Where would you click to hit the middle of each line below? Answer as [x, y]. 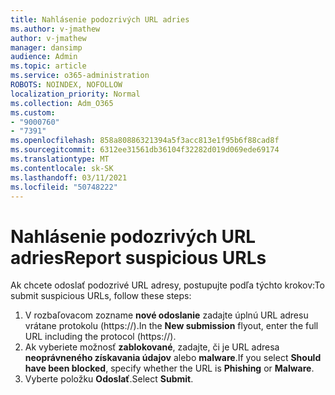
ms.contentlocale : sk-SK [62, 168]
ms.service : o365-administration [80, 76]
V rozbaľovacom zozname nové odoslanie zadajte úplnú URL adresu [166, 315]
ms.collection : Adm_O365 [62, 103]
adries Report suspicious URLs [138, 257]
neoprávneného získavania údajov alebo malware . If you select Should [173, 358]
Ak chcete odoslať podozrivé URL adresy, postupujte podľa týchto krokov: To [167, 285]
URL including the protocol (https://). [100, 337]
